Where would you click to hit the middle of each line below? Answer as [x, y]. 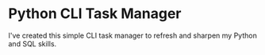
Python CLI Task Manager [95, 14]
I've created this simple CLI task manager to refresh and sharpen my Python [133, 35]
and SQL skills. [33, 43]
